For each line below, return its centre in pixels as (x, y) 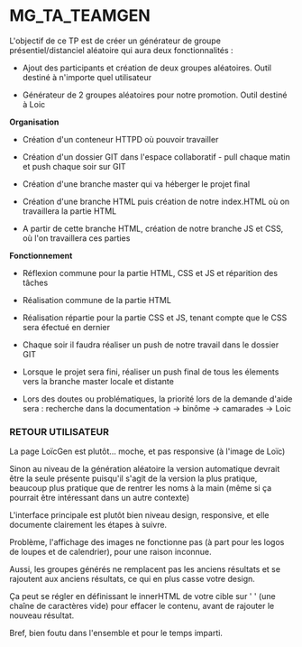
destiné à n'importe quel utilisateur (87, 77)
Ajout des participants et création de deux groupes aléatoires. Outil (147, 68)
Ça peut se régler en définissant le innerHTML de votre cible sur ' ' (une (143, 596)
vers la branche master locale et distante (98, 381)
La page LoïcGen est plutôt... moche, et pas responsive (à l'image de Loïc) (147, 451)
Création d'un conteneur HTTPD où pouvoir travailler (120, 139)
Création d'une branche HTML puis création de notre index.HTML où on (156, 201)
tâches (35, 282)
